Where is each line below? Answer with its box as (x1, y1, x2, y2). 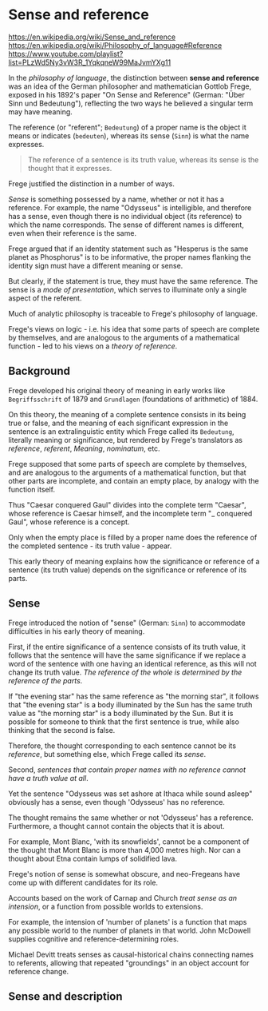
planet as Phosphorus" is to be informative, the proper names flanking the (8, 252, 251, 261)
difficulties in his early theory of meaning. (8, 626, 145, 636)
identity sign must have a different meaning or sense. (8, 261, 183, 270)
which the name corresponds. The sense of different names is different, (8, 220, 245, 229)
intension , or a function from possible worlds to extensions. (8, 902, 203, 911)
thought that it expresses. (27, 163, 112, 173)
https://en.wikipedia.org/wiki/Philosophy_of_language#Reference (8, 40, 223, 50)
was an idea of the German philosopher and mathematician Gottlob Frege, (8, 82, 252, 91)
